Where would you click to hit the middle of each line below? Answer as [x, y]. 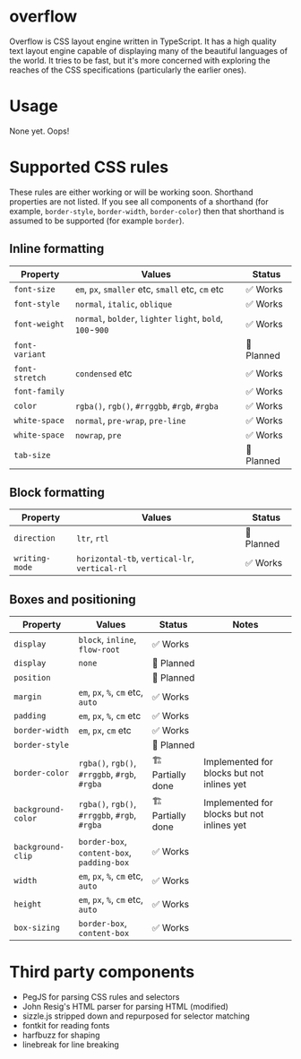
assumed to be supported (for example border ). [97, 221]
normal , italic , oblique [124, 304]
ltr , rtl [93, 538]
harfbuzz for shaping [61, 1035]
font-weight [39, 324]
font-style [37, 304]
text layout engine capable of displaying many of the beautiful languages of [149, 50]
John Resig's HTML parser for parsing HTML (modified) [125, 1007]
